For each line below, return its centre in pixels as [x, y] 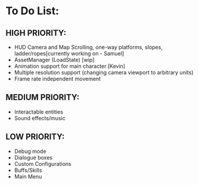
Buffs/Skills [28, 170]
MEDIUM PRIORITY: [43, 97]
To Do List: [32, 11]
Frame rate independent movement [57, 79]
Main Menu [28, 176]
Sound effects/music [40, 118]
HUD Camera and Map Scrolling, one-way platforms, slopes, [88, 47]
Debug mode [30, 151]
